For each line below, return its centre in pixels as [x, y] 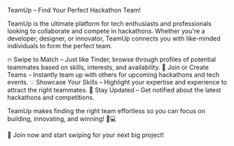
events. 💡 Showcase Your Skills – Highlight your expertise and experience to [117, 82]
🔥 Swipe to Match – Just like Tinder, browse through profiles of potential [111, 59]
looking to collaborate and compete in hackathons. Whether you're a [106, 31]
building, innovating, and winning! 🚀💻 [62, 119]
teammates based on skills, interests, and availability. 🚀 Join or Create [108, 67]
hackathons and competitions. [51, 97]
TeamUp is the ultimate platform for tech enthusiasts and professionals [110, 23]
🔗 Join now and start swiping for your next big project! [86, 135]
